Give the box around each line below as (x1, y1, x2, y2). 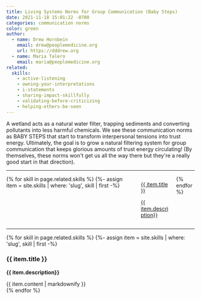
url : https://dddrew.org (17, 48, 79, 54)
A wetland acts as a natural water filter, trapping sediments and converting (6, 120, 190, 127)
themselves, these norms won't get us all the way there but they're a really (6, 152, 190, 159)
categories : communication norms (6, 20, 90, 26)
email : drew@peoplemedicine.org (17, 43, 98, 49)
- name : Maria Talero (11, 53, 66, 59)
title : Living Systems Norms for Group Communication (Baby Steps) (6, 8, 178, 15)
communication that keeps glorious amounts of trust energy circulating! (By (6, 145, 193, 153)
